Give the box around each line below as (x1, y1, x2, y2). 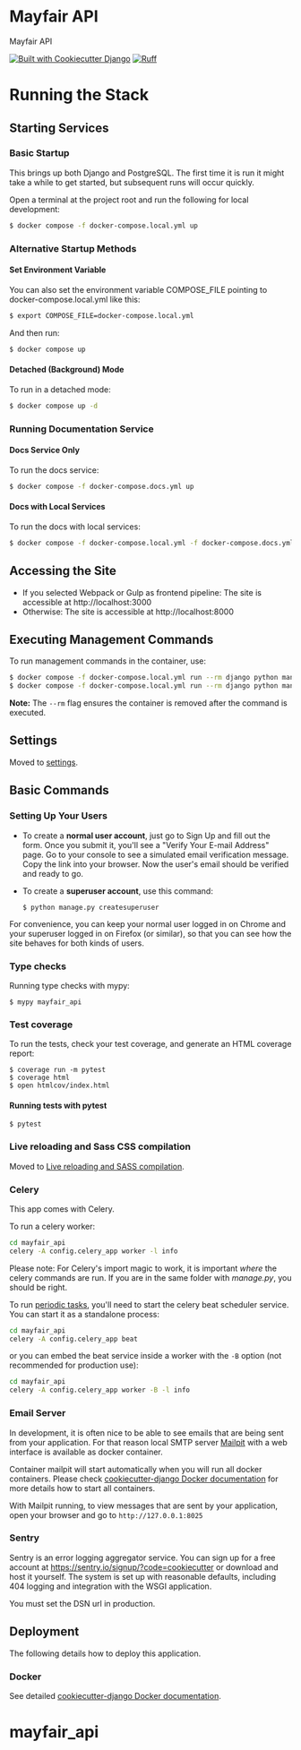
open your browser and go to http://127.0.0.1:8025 (9, 1509, 203, 1520)
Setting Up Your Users (9, 810, 107, 822)
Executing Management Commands (9, 631, 214, 647)
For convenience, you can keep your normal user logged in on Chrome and (9, 918, 287, 929)
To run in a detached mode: (9, 383, 112, 395)
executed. (9, 708, 47, 718)
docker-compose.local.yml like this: (9, 294, 141, 305)
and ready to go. (21, 868, 83, 879)
